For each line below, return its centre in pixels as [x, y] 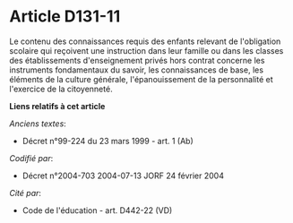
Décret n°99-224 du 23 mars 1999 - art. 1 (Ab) [108, 141]
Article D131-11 [65, 17]
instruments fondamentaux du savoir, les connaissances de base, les [137, 70]
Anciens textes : [38, 124]
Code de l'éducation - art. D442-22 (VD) [97, 210]
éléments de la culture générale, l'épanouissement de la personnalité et [141, 79]
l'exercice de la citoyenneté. [61, 89]
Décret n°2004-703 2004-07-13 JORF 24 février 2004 [123, 176]
